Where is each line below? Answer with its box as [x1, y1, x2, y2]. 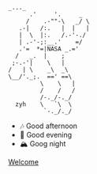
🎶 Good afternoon [19, 121, 77, 130]
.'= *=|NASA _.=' [18, 45, 80, 53]
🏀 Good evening [19, 130, 73, 139]
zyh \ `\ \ [15, 100, 73, 108]
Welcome [8, 157, 39, 166]
